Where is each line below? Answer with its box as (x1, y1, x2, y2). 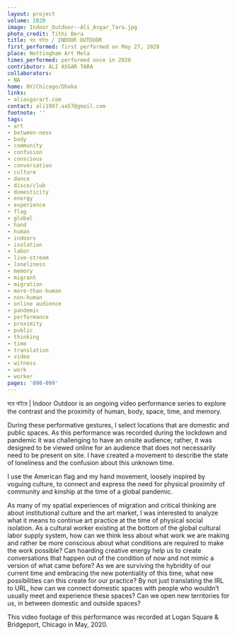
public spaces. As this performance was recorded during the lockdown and (7, 428, 227, 437)
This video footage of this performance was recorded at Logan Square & (7, 613, 219, 621)
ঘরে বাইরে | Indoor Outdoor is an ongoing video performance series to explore (7, 398, 226, 408)
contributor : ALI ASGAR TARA (7, 63, 93, 70)
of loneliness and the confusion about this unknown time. (7, 458, 175, 467)
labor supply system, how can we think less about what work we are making (7, 531, 230, 540)
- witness (7, 359, 37, 367)
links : (7, 89, 27, 96)
